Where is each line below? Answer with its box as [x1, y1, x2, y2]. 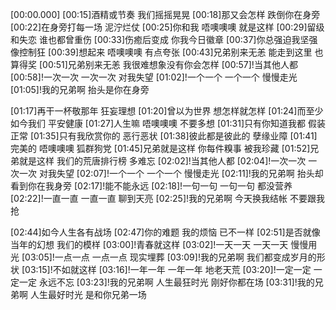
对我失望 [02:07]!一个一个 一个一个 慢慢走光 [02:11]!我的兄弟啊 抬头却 [38, 168, 324, 179]
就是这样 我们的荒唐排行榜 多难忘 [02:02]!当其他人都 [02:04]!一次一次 [18, 155, 307, 167]
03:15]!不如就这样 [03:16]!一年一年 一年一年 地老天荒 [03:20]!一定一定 [24, 264, 312, 275]
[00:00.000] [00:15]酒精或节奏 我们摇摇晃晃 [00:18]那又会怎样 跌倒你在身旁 [10, 9, 321, 20]
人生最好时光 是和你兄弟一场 [29, 289, 147, 300]
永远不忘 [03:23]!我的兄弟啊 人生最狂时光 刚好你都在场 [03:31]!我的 [38, 276, 315, 288]
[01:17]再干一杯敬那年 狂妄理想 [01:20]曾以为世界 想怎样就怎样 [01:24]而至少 [10, 105, 324, 117]
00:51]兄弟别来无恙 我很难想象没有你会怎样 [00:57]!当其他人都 [42, 59, 298, 70]
